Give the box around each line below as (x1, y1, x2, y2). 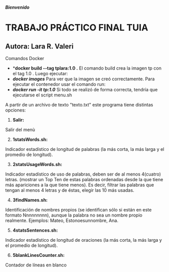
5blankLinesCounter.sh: (12, 252, 65, 258)
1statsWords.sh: (12, 136, 48, 142)
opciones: (5, 107, 26, 113)
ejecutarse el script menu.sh (12, 92, 72, 98)
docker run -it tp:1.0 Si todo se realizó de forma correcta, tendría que (12, 87, 158, 92)
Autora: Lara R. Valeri (5, 42, 74, 50)
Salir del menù (5, 127, 35, 133)
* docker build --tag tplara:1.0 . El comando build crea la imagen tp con (12, 65, 162, 71)
